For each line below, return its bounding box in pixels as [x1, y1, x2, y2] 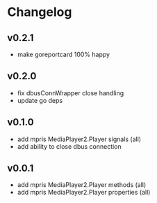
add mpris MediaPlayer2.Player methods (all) [17, 181, 147, 189]
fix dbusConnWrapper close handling [17, 88, 124, 97]
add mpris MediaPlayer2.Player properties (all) [17, 188, 151, 197]
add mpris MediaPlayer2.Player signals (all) [17, 135, 141, 143]
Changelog [7, 4, 72, 20]
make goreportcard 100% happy [17, 50, 110, 58]
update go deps [17, 96, 63, 104]
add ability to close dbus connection [17, 142, 122, 150]
